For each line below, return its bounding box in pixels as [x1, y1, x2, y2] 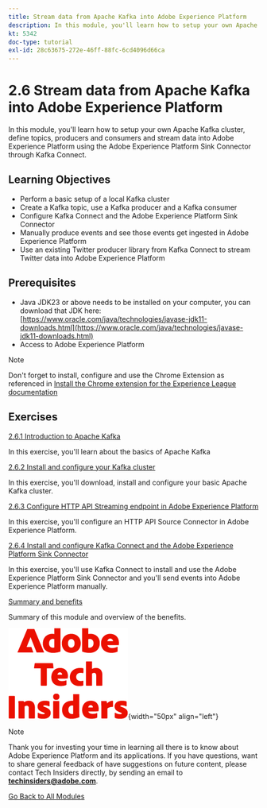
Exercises [8, 410, 58, 424]
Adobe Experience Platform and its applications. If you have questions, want [8, 751, 258, 760]
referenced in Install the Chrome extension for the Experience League [8, 378, 237, 389]
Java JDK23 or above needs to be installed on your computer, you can [19, 297, 251, 307]
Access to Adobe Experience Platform [19, 339, 145, 349]
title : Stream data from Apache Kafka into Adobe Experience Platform [8, 13, 247, 21]
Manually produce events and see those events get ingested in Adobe [19, 227, 249, 238]
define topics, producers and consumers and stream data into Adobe [8, 133, 234, 143]
